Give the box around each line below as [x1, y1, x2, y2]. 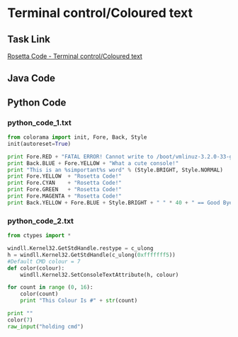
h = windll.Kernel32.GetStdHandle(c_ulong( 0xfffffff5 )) [7, 251, 176, 258]
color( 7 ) [7, 316, 33, 324]
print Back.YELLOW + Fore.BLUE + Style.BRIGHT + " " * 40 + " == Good [7, 199, 220, 206]
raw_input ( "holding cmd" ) [7, 323, 84, 330]
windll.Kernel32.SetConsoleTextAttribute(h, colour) [20, 271, 179, 278]
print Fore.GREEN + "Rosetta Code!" [7, 186, 122, 193]
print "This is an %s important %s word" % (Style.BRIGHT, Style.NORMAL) [7, 166, 223, 173]
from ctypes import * [7, 232, 72, 239]
